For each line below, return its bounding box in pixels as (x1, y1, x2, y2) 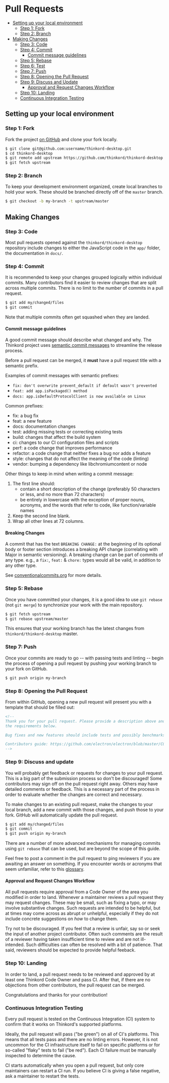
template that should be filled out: (5, 704, 75, 710)
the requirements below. (5, 724, 57, 729)
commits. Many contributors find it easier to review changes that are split (5, 280, 157, 286)
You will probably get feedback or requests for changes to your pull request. (5, 770, 163, 776)
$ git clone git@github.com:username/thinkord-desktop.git (5, 146, 132, 151)
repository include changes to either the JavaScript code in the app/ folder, (5, 245, 161, 251)
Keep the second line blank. (12, 513, 70, 519)
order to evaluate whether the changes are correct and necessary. (5, 791, 143, 797)
